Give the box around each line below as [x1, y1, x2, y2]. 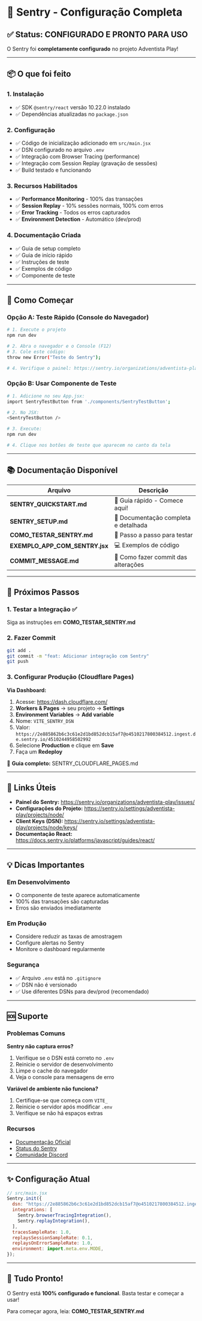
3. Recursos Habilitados [7, 181, 78, 190]
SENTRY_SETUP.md [10, 517, 68, 525]
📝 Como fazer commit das [114, 552, 188, 561]
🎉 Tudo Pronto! [7, 1274, 64, 1284]
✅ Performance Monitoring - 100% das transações [15, 195, 143, 203]
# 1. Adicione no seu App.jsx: [7, 393, 85, 399]
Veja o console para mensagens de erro [15, 1074, 114, 1081]
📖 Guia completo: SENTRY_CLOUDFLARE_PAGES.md [7, 760, 138, 767]
